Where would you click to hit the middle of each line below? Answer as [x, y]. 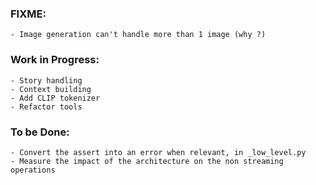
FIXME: [28, 14]
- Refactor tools [46, 107]
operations [33, 170]
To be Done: [40, 132]
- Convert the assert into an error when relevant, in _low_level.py [158, 152]
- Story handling [46, 80]
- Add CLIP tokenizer [55, 98]
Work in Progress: [55, 60]
